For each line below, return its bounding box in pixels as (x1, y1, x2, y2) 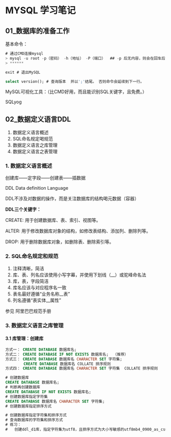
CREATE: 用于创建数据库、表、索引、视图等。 (5, 217, 101, 223)
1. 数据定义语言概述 (5, 162, 52, 169)
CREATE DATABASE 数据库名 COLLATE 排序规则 (23, 361, 111, 366)
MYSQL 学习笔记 (5, 5, 76, 16)
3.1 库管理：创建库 (5, 335, 44, 341)
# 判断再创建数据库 (5, 385, 41, 390)
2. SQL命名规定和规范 (5, 253, 59, 260)
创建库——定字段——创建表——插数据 (5, 175, 85, 181)
